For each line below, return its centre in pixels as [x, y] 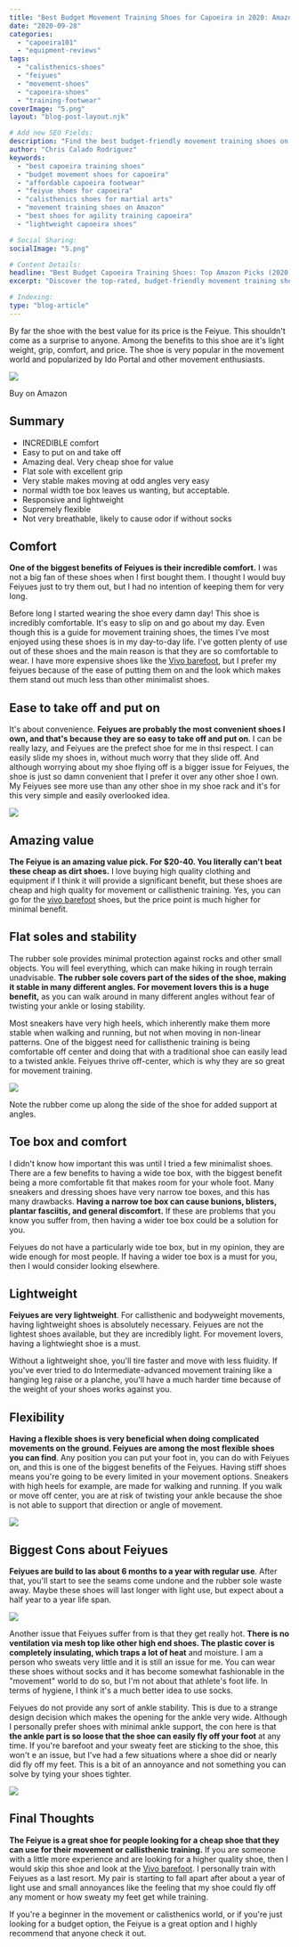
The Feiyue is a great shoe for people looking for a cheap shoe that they [145, 1840]
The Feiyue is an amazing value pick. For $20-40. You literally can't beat [145, 862]
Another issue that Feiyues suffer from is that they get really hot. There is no [149, 1634]
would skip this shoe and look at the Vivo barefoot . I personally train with [142, 1869]
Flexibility [37, 1417]
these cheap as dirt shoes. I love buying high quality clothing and [130, 871]
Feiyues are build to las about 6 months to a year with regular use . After [143, 1571]
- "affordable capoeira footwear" [81, 183]
